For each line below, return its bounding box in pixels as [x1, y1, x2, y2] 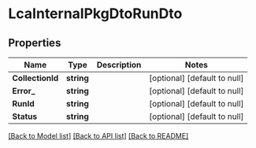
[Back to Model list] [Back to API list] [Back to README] [8, 131, 189, 140]
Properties [8, 36, 61, 50]
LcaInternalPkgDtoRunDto [8, 5, 183, 23]
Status [12, 111, 38, 122]
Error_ [12, 86, 35, 96]
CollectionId [12, 72, 59, 83]
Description [96, 60, 142, 70]
